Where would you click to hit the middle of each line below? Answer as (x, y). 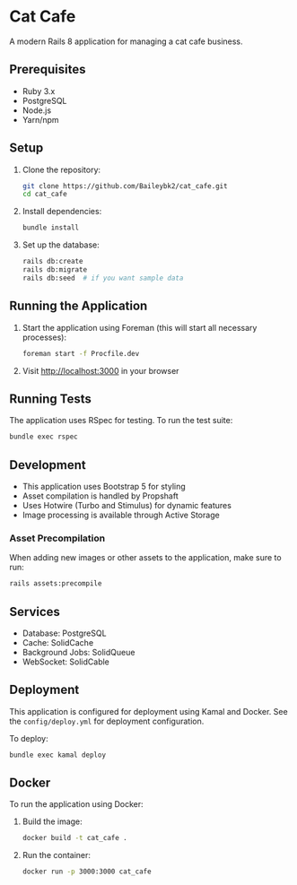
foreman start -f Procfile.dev (81, 353)
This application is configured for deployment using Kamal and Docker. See (149, 711)
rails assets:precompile (56, 584)
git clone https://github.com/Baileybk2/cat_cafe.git (125, 186)
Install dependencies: (62, 212)
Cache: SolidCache (58, 642)
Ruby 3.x (39, 91)
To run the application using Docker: (76, 804)
